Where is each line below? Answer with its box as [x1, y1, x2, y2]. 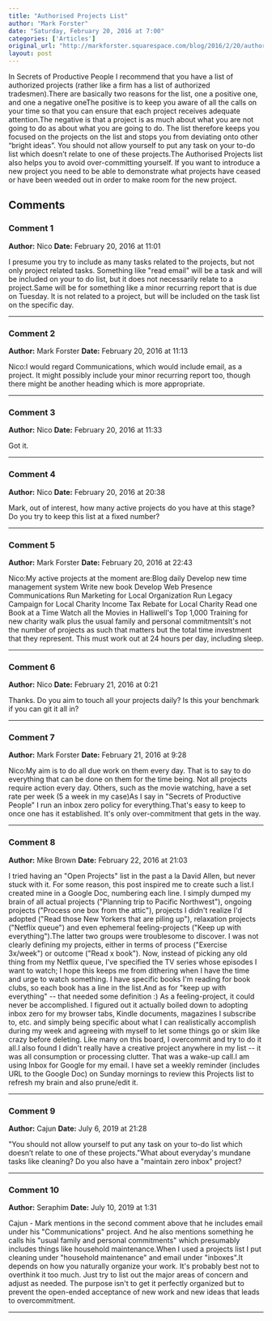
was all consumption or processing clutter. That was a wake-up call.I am [8, 1051, 249, 1061]
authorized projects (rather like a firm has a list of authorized [8, 80, 210, 90]
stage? [232, 503, 255, 513]
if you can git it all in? [8, 704, 79, 714]
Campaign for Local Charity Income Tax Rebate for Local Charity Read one [8, 599, 257, 608]
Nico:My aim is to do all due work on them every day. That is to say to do [8, 766, 251, 776]
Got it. [8, 441, 29, 450]
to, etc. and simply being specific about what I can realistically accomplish [8, 1017, 257, 1027]
